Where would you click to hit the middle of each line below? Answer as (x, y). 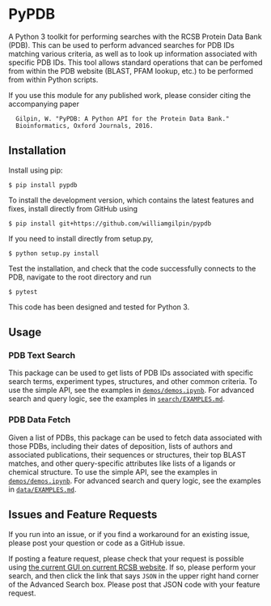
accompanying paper (44, 104)
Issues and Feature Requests (83, 515)
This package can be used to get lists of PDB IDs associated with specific (131, 373)
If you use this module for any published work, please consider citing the (129, 95)
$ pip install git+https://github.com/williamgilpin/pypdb (110, 224)
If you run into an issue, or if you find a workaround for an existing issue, (129, 534)
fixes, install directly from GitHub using (73, 208)
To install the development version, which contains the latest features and (131, 200)
